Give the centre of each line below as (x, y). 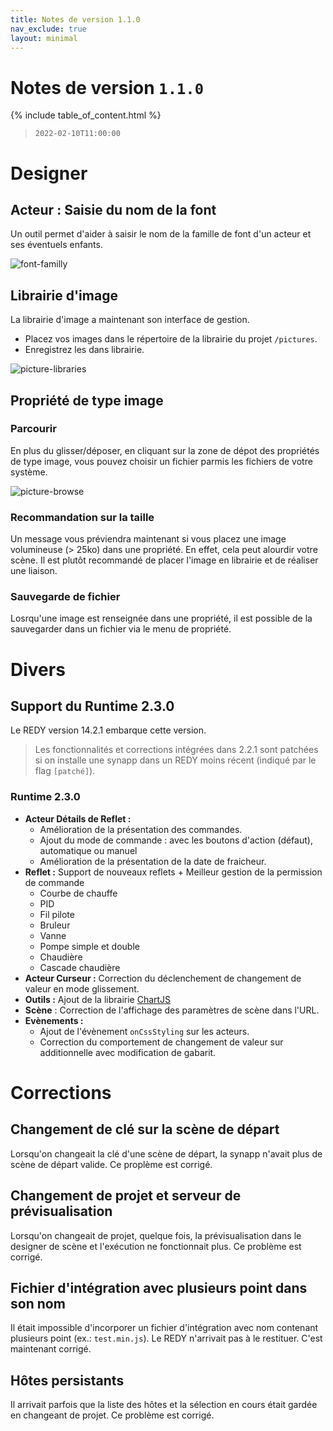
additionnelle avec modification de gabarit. (128, 1052)
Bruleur (55, 925)
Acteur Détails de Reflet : (78, 818)
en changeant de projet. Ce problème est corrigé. (112, 1415)
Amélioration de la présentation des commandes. (141, 829)
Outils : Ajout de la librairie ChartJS (98, 999)
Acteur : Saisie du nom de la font (113, 209)
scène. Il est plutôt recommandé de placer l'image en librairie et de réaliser (164, 560)
